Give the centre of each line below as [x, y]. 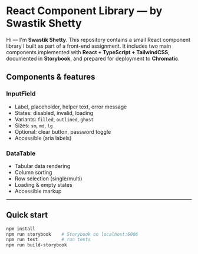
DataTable [21, 153]
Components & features [51, 77]
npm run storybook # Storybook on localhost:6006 [72, 234]
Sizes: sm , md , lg [34, 126]
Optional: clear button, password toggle [63, 131]
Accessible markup [38, 191]
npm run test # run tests [49, 240]
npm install [21, 229]
